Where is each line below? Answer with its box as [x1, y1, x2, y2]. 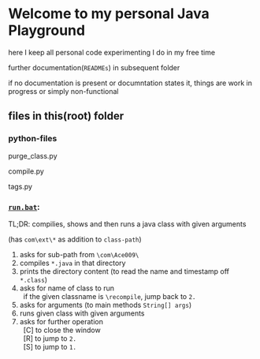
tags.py [8, 181, 33, 191]
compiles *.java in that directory [19, 258, 126, 267]
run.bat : [8, 201, 41, 212]
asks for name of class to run [19, 283, 115, 293]
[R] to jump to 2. [23, 333, 77, 343]
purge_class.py [8, 151, 58, 160]
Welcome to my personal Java [8, 5, 210, 23]
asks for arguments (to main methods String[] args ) [19, 300, 192, 309]
